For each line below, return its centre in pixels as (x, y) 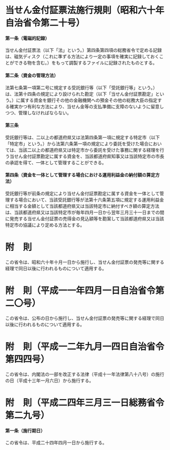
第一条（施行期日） (25, 430)
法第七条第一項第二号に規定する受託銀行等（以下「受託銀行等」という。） (81, 87)
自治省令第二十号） (45, 23)
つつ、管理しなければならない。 (38, 113)
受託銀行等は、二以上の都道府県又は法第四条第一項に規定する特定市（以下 (82, 137)
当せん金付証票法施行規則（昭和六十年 (85, 10)
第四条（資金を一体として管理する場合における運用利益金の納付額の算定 (80, 175)
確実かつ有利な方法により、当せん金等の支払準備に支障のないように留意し (87, 106)
